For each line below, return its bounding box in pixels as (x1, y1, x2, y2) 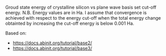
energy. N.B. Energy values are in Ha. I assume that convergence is (5, 10, 147, 16)
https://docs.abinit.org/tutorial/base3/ (12, 45, 92, 51)
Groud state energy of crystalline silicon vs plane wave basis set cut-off (5, 5, 157, 10)
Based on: (5, 30, 27, 36)
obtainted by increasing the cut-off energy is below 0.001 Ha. (5, 20, 134, 26)
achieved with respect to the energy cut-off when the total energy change (5, 15, 161, 21)
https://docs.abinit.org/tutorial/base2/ (12, 40, 92, 46)
